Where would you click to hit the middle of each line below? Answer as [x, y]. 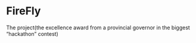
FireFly [24, 11]
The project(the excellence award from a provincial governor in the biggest [98, 27]
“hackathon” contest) [32, 33]
